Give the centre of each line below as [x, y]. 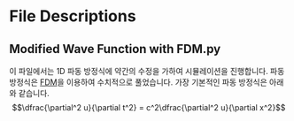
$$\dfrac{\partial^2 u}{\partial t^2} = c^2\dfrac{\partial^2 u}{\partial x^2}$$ [149, 107]
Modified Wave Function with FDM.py [115, 49]
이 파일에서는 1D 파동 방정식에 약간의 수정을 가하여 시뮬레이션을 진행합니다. [139, 71]
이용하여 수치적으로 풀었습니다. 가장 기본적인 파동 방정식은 [166, 82]
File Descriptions [73, 16]
